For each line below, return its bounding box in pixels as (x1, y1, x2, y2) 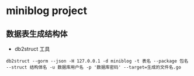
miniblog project (6, 4, 88, 18)
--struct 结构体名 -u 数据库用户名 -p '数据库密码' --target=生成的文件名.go (6, 64, 181, 70)
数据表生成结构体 (6, 29, 68, 39)
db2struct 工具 (14, 46, 50, 52)
